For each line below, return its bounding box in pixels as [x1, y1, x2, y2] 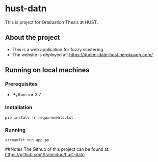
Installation [5, 104, 33, 111]
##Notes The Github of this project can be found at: [5, 146, 110, 152]
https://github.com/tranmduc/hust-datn [5, 152, 85, 158]
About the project [5, 33, 60, 42]
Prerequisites [5, 81, 38, 87]
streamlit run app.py [5, 138, 50, 143]
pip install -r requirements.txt [5, 115, 74, 120]
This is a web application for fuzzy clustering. [12, 46, 105, 52]
